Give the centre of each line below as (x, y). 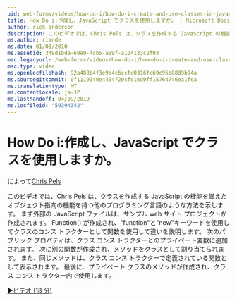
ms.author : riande (34, 40)
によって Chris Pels (34, 181)
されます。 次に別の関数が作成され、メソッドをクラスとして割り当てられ (113, 249)
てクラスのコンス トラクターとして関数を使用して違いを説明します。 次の (114, 231)
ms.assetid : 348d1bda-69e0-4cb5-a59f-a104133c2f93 (83, 54)
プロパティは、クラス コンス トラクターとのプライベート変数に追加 (130, 240)
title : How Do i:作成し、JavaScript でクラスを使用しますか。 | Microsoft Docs (119, 20)
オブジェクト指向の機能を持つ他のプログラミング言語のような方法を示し (112, 204)
